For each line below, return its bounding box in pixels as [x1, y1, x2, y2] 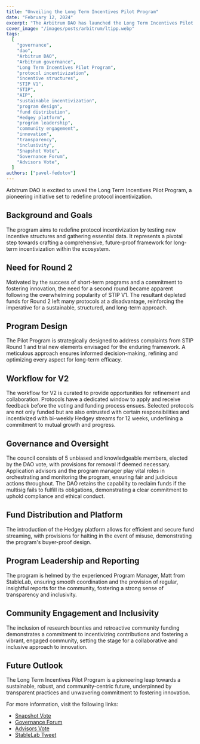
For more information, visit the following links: [6, 701, 118, 708]
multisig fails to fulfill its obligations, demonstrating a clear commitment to [6, 486, 188, 494]
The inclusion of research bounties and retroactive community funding [6, 624, 180, 631]
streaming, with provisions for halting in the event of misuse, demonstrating [6, 532, 192, 539]
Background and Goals [6, 210, 93, 220]
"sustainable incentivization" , [17, 98, 97, 104]
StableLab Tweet [14, 731, 57, 739]
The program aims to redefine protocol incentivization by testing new [6, 226, 176, 233]
